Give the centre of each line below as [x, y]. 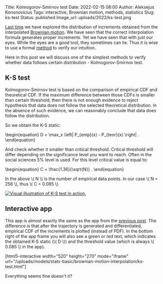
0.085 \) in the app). [25, 246]
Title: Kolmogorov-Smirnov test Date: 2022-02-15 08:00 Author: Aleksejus [80, 7]
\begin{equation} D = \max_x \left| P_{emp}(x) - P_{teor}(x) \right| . [72, 135]
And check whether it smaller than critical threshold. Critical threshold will [79, 149]
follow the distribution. [28, 116]
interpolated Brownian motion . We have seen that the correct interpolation [80, 32]
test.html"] [16, 266]
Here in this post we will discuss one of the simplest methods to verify [76, 57]
